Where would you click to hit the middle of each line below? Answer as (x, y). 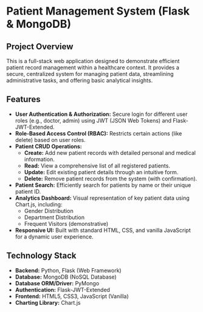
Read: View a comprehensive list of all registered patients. (97, 166)
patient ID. (28, 191)
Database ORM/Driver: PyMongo (57, 283)
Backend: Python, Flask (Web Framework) (68, 270)
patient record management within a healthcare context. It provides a (93, 67)
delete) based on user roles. (50, 140)
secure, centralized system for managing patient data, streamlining (90, 74)
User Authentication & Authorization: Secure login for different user (101, 114)
